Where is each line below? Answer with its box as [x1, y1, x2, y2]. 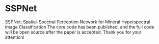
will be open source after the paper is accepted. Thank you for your [5, 29, 142, 35]
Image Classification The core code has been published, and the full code [5, 24, 155, 29]
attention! [5, 34, 25, 40]
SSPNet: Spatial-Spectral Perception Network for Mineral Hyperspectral [5, 19, 151, 25]
